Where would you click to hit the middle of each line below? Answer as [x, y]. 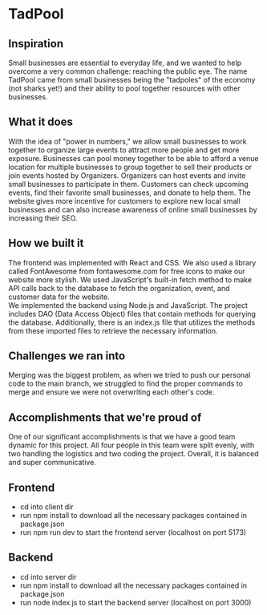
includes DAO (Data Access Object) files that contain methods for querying [132, 314]
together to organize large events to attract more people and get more [124, 150]
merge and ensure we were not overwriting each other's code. [111, 392]
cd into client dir [47, 507]
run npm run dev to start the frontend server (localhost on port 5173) [133, 532]
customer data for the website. [59, 297]
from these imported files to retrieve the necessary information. [113, 330]
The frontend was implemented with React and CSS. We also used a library [132, 262]
